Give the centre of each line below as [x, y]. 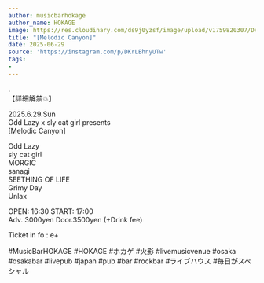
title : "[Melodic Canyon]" [52, 37]
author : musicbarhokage [47, 15]
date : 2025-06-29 [37, 45]
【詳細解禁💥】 [32, 98]
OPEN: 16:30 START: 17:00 [51, 211]
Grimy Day [25, 187]
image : [19, 30]
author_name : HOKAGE [42, 23]
